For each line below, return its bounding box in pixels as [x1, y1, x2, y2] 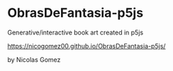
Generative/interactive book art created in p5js [7, 28, 144, 37]
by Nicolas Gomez [7, 55, 61, 64]
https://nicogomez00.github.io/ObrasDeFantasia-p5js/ [7, 41, 166, 50]
